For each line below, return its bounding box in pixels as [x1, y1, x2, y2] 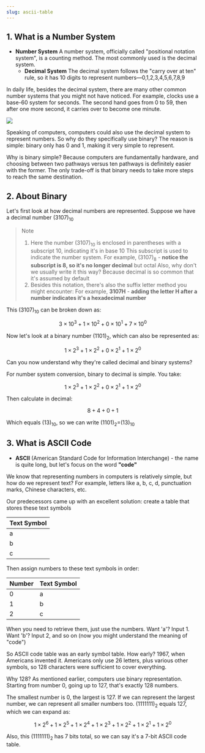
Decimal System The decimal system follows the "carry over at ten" [24, 67, 196, 75]
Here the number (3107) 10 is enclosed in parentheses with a [30, 239, 182, 248]
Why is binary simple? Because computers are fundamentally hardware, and [6, 154, 199, 161]
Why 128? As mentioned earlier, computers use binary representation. [6, 675, 182, 682]
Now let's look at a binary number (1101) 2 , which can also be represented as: [6, 332, 199, 341]
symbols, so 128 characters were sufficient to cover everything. [6, 663, 167, 670]
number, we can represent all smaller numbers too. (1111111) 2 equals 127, [6, 700, 187, 709]
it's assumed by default [30, 274, 90, 282]
